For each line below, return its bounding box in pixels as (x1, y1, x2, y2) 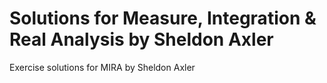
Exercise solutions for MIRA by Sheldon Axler (9, 61, 196, 73)
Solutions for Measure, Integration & (9, 7, 317, 30)
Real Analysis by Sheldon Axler (9, 28, 274, 51)
